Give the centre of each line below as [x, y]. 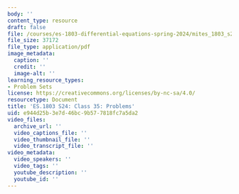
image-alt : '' [34, 73]
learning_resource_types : [46, 80]
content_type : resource [43, 21]
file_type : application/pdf [49, 47]
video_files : [27, 119]
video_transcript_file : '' [54, 146]
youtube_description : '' [51, 172]
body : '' [20, 14]
